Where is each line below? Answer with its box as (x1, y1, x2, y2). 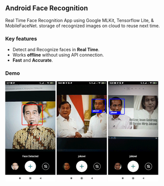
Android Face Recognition (5, 4, 88, 13)
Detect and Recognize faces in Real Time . (12, 47, 100, 53)
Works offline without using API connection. (12, 52, 104, 58)
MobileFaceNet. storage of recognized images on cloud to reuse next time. (5, 23, 160, 29)
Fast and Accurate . (12, 57, 53, 63)
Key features (5, 35, 38, 42)
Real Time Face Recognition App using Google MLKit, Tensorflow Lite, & (5, 17, 154, 23)
